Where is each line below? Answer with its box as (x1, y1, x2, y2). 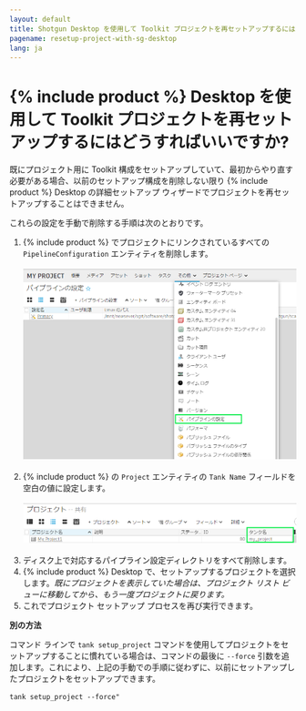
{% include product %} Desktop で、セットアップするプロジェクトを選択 (22, 566, 296, 577)
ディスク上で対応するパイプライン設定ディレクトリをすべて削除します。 (22, 555, 291, 566)
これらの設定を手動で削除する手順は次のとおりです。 (9, 218, 209, 229)
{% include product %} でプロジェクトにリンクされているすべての (22, 237, 270, 248)
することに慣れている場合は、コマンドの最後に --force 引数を (48, 651, 282, 662)
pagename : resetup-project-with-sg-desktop (9, 34, 178, 43)
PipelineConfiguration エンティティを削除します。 (22, 249, 213, 259)
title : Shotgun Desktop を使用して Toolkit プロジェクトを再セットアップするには (9, 24, 296, 34)
